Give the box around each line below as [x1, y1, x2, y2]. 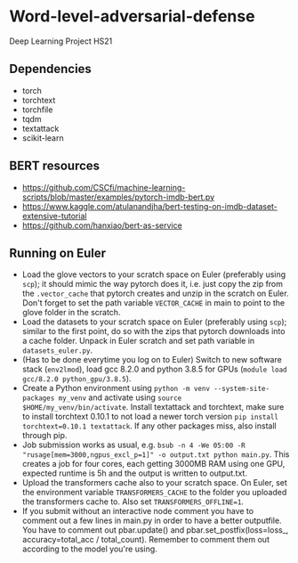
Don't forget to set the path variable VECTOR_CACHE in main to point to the [21, 298, 286, 308]
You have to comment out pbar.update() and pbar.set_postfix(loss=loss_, [21, 525, 289, 535]
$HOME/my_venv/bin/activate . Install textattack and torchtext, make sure [21, 402, 285, 412]
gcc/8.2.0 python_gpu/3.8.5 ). [21, 373, 132, 384]
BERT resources [9, 159, 101, 174]
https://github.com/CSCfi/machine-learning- [21, 182, 186, 192]
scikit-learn [21, 132, 64, 143]
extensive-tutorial [21, 210, 87, 221]
